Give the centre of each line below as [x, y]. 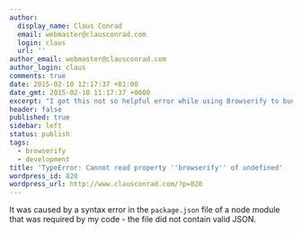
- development [44, 159]
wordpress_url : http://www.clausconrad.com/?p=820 [106, 185]
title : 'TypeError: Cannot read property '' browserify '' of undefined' [146, 168]
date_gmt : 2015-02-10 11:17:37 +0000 [80, 92]
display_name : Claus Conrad [70, 26]
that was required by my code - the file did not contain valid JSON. [133, 220]
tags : [19, 142]
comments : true [38, 76]
